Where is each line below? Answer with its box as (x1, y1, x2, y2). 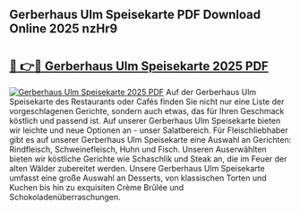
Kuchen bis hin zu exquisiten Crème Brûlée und (9, 182, 184, 192)
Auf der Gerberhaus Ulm (165, 87, 257, 97)
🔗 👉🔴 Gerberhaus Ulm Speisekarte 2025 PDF (9, 58, 269, 74)
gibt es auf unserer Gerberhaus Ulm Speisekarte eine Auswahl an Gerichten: (9, 135, 292, 145)
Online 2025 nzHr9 (9, 22, 118, 37)
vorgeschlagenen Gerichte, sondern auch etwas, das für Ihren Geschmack (9, 106, 285, 116)
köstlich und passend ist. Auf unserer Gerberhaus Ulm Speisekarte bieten (9, 116, 281, 126)
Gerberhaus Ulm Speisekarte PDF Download (9, 7, 261, 22)
